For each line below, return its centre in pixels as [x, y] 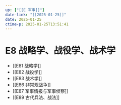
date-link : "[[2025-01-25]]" [36, 15]
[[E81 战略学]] [27, 66]
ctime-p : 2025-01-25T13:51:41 [37, 24]
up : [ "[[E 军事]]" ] [25, 10]
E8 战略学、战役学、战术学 [60, 51]
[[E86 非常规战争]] [32, 85]
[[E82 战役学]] [27, 72]
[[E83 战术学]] [27, 79]
